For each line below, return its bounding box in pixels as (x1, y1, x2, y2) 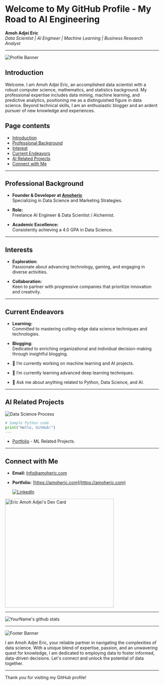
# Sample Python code (5, 420, 49, 425)
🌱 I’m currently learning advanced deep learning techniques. (12, 370, 134, 376)
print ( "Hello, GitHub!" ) (5, 425, 56, 430)
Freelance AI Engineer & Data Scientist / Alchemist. (12, 212, 115, 218)
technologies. (12, 331, 40, 337)
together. (5, 661, 23, 666)
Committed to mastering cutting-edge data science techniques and (12, 326, 147, 331)
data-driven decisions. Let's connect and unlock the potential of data (5, 655, 144, 661)
